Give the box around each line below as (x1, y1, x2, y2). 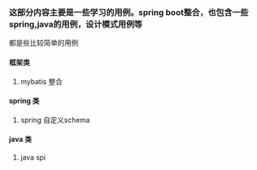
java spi (20, 152, 46, 162)
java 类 (9, 135, 32, 144)
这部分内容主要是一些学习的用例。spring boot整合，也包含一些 (9, 6, 249, 17)
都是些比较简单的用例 (9, 38, 78, 48)
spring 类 (9, 96, 40, 105)
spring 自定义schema (20, 115, 90, 124)
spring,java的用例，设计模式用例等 (9, 18, 143, 29)
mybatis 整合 (20, 76, 62, 86)
